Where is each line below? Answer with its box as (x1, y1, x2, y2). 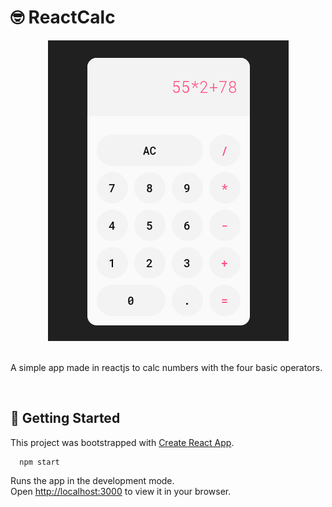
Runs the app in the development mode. (10, 474, 175, 486)
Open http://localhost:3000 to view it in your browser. (10, 485, 232, 497)
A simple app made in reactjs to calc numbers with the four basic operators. (10, 361, 323, 373)
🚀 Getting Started (10, 410, 121, 427)
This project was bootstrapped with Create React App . (10, 436, 235, 448)
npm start (19, 457, 60, 467)
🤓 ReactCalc (10, 6, 116, 29)
